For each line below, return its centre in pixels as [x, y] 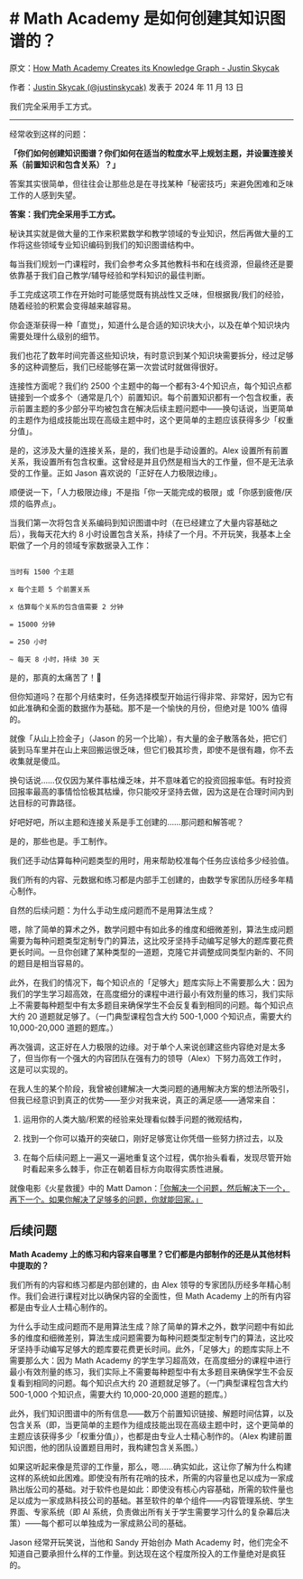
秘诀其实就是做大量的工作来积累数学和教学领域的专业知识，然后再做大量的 [147, 233]
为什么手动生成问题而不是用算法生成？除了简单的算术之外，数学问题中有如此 [151, 1326]
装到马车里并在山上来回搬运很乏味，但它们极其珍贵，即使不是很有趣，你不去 [151, 749]
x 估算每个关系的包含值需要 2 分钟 [67, 606]
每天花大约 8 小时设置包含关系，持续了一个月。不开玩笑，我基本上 [160, 533]
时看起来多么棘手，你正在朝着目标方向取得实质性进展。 [125, 1169]
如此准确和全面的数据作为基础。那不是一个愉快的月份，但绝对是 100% [140, 708]
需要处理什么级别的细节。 [57, 336]
